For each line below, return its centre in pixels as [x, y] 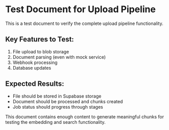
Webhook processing [35, 62]
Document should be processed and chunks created [68, 101]
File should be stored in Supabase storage [57, 96]
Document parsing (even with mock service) [59, 57]
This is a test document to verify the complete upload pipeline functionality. [84, 23]
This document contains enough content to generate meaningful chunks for [85, 117]
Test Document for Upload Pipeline [81, 9]
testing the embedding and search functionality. [55, 122]
